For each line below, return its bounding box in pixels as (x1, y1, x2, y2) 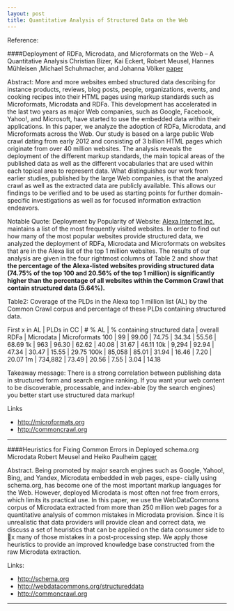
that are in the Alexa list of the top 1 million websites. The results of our (7, 247, 210, 255)
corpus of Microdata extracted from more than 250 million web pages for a (7, 503, 222, 511)
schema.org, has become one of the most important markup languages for (7, 481, 221, 489)
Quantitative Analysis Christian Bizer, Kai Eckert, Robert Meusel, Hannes (7, 56, 214, 65)
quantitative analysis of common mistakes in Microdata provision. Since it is (7, 510, 224, 519)
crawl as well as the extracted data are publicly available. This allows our (7, 181, 216, 190)
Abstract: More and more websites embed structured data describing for (7, 77, 216, 86)
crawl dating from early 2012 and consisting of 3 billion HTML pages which (7, 137, 223, 145)
